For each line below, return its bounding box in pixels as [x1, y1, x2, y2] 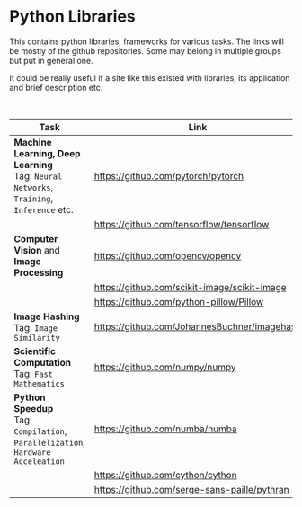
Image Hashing [13, 310, 80, 323]
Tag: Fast [13, 367, 54, 379]
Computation [13, 356, 72, 369]
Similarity [13, 333, 60, 342]
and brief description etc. [9, 82, 103, 93]
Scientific [13, 344, 57, 357]
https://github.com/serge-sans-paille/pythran [93, 483, 289, 495]
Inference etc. [13, 203, 74, 216]
